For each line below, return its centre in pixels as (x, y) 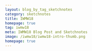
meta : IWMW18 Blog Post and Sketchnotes (46, 32)
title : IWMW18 (19, 18)
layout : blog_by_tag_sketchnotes (39, 9)
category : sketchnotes (28, 14)
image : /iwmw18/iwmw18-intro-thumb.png (45, 37)
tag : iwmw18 (17, 28)
